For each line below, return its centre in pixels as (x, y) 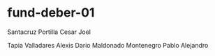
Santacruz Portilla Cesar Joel (49, 32)
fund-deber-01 (51, 13)
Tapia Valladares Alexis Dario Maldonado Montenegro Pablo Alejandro (108, 45)
